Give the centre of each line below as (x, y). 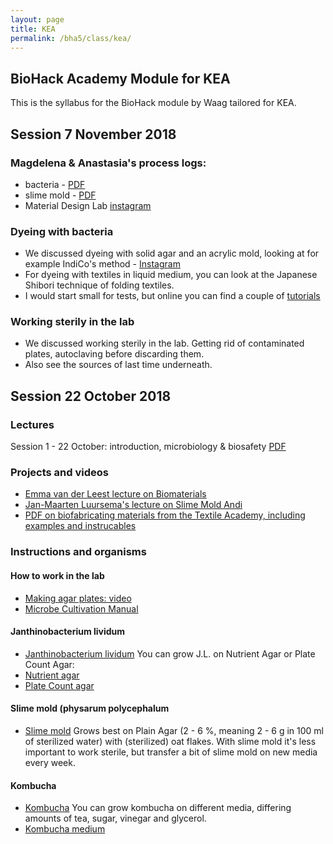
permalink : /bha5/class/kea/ (71, 38)
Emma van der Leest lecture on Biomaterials (115, 494)
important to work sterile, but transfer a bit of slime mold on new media (171, 752)
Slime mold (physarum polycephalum (90, 708)
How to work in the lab (57, 575)
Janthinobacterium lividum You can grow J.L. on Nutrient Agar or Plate (170, 653)
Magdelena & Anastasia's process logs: (108, 163)
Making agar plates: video (78, 598)
